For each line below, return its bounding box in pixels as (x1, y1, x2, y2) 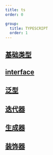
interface (5, 67, 34, 76)
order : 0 (5, 12, 23, 17)
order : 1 (9, 31, 28, 36)
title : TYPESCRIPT (9, 26, 48, 31)
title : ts (5, 7, 26, 13)
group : (5, 21, 19, 26)
